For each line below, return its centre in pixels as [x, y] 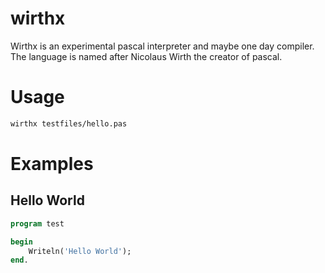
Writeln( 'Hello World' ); [80, 251]
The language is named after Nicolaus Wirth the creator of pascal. [146, 56]
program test [37, 223]
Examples [52, 163]
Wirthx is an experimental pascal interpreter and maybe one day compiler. [162, 46]
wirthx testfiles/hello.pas [69, 123]
